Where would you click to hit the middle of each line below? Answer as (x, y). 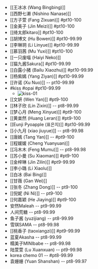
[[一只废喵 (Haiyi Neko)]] (35, 57)
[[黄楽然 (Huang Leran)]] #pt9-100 (45, 118)
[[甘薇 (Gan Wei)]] (28, 181)
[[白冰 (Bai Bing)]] (28, 175)
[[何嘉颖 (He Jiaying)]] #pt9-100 (43, 200)
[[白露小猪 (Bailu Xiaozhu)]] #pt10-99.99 (51, 70)
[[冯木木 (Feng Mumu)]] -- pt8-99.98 (48, 150)
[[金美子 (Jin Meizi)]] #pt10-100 (42, 26)
